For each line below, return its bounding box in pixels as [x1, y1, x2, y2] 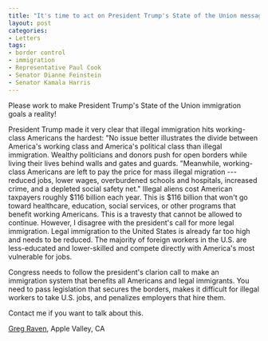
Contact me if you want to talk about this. [8, 308, 144, 318]
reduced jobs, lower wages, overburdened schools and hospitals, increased [8, 175, 258, 184]
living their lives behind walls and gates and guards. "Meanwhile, [8, 158, 222, 168]
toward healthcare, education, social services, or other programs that [8, 200, 237, 210]
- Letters [8, 34, 41, 42]
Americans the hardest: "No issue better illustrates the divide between [26, 133, 258, 142]
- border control [8, 49, 66, 57]
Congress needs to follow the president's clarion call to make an [8, 267, 219, 276]
